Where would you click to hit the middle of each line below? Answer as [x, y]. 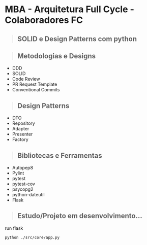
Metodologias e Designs [56, 56]
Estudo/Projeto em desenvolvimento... [80, 216]
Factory [20, 139]
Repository [23, 123]
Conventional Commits [36, 90]
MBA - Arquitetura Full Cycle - [69, 9]
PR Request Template [35, 84]
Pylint [18, 173]
